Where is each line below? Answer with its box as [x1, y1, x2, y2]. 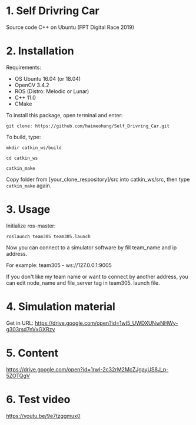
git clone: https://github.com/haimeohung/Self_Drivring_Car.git [6, 123, 170, 129]
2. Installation [6, 44, 75, 58]
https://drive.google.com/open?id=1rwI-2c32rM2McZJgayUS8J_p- [6, 365, 169, 373]
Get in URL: [6, 319, 34, 327]
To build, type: [6, 133, 41, 140]
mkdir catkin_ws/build [6, 144, 62, 151]
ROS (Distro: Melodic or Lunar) [14, 87, 89, 95]
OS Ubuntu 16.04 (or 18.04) [14, 75, 81, 82]
